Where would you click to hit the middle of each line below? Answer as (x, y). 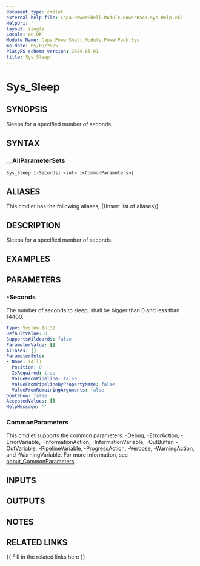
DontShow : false (27, 395)
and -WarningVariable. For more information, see (67, 455)
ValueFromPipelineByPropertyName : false (63, 384)
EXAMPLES (28, 259)
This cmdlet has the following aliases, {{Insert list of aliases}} (82, 206)
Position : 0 (27, 367)
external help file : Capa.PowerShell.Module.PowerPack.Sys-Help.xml (95, 18)
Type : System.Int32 (31, 328)
